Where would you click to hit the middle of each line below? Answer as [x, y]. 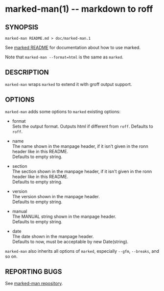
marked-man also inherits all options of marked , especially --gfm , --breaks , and [82, 251]
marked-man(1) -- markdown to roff [79, 9]
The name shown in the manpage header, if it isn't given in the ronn [80, 146]
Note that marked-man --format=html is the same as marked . [64, 57]
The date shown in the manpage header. [53, 236]
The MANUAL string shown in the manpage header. [64, 216]
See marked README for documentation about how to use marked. [73, 47]
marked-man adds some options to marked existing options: [63, 111]
